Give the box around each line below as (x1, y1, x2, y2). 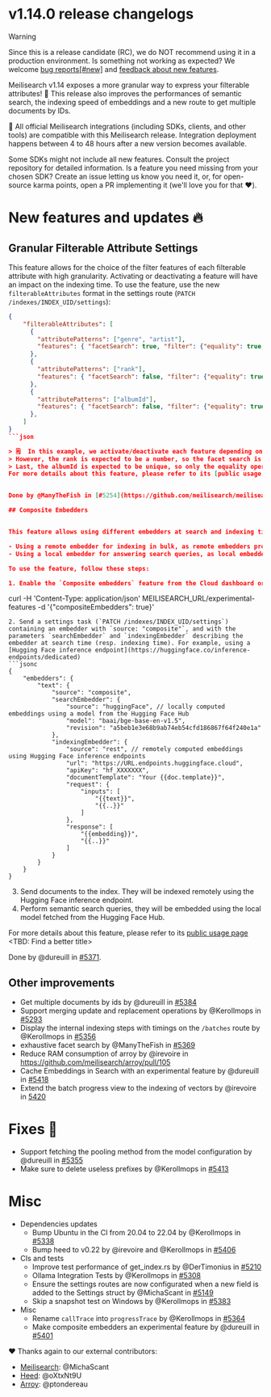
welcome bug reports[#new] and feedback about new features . (8, 64, 219, 74)
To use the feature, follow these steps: (8, 564, 150, 572)
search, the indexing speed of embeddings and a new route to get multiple (8, 97, 256, 107)
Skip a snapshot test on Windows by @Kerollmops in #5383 (31, 1297, 231, 1306)
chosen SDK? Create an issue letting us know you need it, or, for (8, 171, 223, 181)
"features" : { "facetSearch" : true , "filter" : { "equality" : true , (37, 343, 265, 351)
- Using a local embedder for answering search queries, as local (8, 550, 236, 558)
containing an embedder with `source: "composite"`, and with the (8, 625, 236, 633)
